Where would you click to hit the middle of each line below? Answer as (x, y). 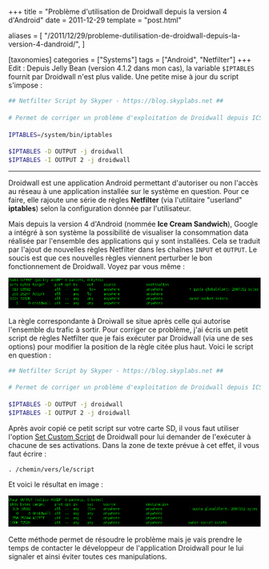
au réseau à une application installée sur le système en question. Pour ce (129, 191)
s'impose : (25, 85)
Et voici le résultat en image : (56, 484)
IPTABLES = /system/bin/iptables (60, 135)
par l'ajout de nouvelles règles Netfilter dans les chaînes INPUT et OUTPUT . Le (133, 249)
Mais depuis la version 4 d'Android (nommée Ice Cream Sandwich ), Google (133, 224)
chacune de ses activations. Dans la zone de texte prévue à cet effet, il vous (134, 445)
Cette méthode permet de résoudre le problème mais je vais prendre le (125, 539)
